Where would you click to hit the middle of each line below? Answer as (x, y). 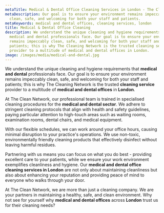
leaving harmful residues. (31, 145)
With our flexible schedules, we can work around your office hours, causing (81, 129)
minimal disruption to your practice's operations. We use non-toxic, (73, 134)
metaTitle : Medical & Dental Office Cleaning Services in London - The (79, 10)
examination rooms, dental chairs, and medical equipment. (64, 120)
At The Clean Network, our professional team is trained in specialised (75, 99)
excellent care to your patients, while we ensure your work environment (77, 160)
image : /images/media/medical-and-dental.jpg (52, 55)
